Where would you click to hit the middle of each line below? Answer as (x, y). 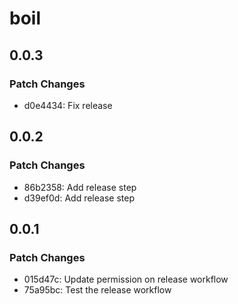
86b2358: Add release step (80, 187)
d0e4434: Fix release (68, 105)
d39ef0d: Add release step (79, 198)
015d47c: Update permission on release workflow (126, 279)
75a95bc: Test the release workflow (97, 290)
